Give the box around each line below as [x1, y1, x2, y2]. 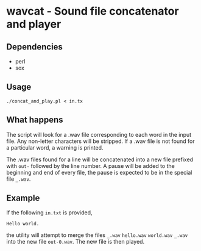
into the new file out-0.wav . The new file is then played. [6, 238, 145, 246]
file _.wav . [6, 175, 31, 183]
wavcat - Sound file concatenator [6, 4, 179, 18]
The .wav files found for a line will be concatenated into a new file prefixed [6, 156, 194, 163]
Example [6, 193, 40, 203]
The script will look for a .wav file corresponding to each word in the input [6, 131, 192, 138]
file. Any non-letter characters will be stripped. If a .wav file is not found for [6, 137, 195, 145]
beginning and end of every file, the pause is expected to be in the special [6, 169, 192, 176]
